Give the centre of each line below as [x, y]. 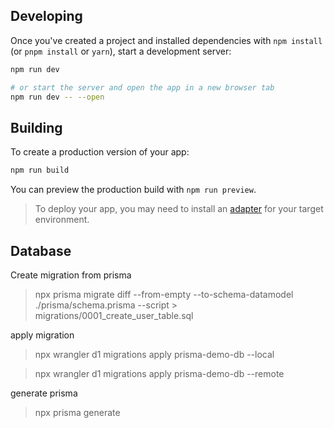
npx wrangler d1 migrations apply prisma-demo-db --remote [159, 373]
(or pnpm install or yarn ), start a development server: [121, 51]
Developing [46, 16]
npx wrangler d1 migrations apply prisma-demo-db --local [154, 354]
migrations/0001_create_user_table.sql [114, 315]
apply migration [42, 335]
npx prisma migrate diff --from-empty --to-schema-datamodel [164, 294]
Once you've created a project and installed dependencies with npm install [166, 40]
